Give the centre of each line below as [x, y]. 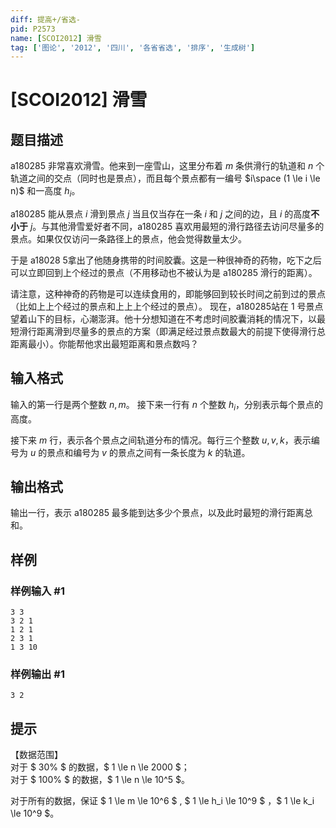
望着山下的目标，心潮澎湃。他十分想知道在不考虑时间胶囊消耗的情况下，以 [163, 319]
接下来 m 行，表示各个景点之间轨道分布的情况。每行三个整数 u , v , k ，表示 [161, 440]
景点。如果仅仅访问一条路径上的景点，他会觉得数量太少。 [128, 239]
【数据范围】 [36, 755]
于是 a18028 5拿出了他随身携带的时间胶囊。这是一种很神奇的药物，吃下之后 [166, 260]
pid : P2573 [33, 29]
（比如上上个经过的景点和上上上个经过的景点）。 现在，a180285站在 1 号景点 [167, 307]
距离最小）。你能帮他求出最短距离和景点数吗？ [104, 344]
